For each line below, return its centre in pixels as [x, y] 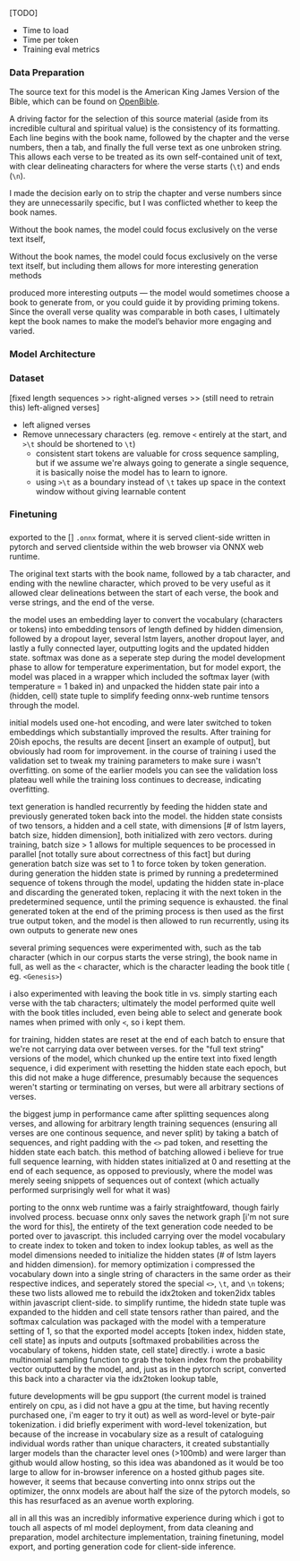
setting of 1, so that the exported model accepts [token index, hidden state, [148, 1331]
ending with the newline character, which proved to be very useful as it [140, 583]
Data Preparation [47, 73]
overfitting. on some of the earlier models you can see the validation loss [144, 770]
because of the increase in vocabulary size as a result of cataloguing [137, 1434]
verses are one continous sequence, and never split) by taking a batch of [144, 1133]
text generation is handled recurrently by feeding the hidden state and [138, 807]
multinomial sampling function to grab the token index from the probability [146, 1359]
